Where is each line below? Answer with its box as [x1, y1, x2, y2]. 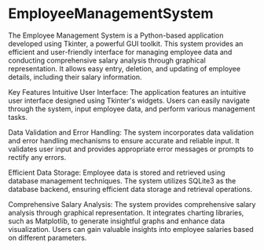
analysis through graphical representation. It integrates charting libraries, [8, 208, 244, 217]
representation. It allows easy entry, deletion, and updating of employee [8, 63, 241, 73]
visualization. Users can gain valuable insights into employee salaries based [8, 224, 254, 234]
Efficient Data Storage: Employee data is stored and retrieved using [8, 168, 225, 177]
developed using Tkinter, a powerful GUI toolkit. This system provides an [8, 38, 244, 48]
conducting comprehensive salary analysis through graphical [8, 56, 206, 65]
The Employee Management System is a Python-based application [8, 31, 224, 40]
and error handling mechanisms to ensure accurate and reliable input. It [8, 136, 240, 145]
